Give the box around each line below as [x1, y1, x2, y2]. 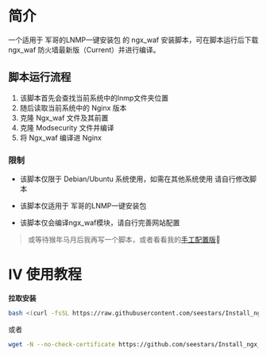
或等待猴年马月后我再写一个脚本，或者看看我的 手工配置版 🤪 [27, 235, 221, 245]
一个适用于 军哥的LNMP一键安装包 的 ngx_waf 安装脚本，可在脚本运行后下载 [8, 35, 259, 44]
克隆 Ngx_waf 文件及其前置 [19, 113, 109, 122]
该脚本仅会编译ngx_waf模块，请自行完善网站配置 [19, 218, 180, 227]
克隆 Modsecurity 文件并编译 [19, 122, 114, 132]
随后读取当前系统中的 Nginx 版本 [19, 103, 127, 112]
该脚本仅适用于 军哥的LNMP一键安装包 [19, 201, 147, 211]
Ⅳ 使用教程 [8, 265, 82, 284]
